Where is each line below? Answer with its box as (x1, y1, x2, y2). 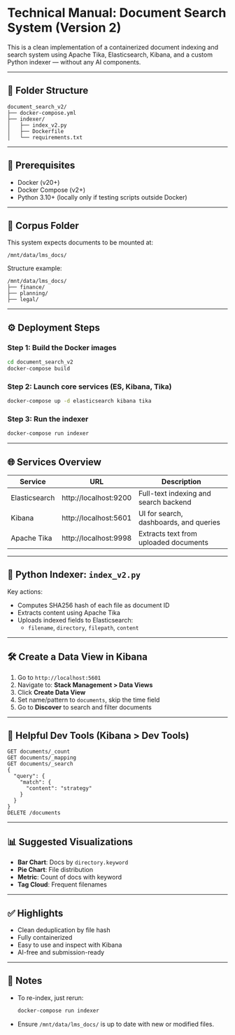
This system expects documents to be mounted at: (7, 238, 154, 246)
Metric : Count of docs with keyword (17, 873, 122, 882)
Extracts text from (138, 529, 197, 539)
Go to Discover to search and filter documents (17, 702, 152, 711)
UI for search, (138, 508, 183, 518)
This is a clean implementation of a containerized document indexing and (7, 43, 219, 51)
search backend (138, 497, 192, 507)
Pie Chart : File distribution (17, 866, 93, 874)
